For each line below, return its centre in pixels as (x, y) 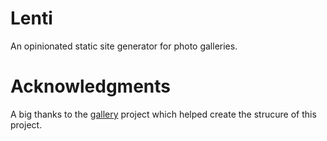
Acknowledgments (91, 86)
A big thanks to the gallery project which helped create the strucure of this (163, 114)
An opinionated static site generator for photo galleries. (124, 46)
